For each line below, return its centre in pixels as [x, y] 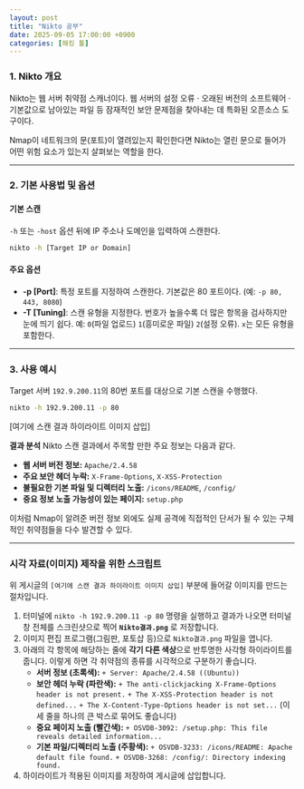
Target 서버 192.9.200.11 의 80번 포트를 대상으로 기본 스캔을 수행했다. [133, 391]
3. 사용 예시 [33, 369]
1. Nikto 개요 [36, 76]
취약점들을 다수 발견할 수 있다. [79, 529]
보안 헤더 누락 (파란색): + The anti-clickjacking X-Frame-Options [156, 684]
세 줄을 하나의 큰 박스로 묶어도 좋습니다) [106, 716]
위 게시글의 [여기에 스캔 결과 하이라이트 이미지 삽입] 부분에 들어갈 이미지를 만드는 [148, 585]
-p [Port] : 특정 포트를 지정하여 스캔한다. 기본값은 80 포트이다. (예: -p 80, [152, 291]
